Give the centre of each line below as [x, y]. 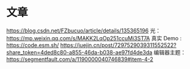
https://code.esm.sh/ [33, 45]
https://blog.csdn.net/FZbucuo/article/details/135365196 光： [84, 31]
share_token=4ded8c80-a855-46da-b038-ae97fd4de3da [79, 52]
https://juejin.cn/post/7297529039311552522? [118, 45]
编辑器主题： [170, 52]
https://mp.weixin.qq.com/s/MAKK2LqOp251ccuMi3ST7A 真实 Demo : [94, 38]
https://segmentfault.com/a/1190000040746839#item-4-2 [80, 59]
